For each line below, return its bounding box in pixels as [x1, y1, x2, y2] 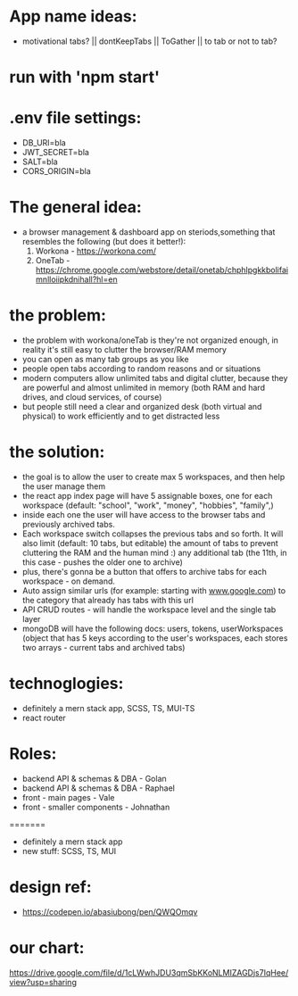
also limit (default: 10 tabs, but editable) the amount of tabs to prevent [21, 537, 278, 548]
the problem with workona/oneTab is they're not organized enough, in [21, 335, 279, 345]
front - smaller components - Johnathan [21, 801, 170, 812]
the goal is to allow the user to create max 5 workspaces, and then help [21, 471, 286, 482]
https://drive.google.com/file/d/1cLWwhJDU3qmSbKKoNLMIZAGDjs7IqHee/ [9, 967, 289, 978]
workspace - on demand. [21, 576, 116, 586]
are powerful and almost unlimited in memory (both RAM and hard [21, 382, 266, 393]
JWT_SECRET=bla [21, 147, 89, 158]
